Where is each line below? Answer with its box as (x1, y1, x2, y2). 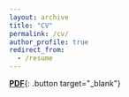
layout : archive (9, 12, 69, 22)
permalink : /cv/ (9, 29, 69, 38)
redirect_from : (9, 46, 65, 55)
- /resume (17, 54, 53, 63)
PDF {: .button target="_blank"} (9, 78, 121, 88)
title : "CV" (9, 21, 53, 30)
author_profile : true (9, 37, 89, 47)
